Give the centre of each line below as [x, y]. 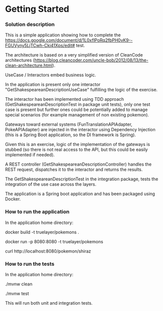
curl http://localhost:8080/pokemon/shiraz [48, 251]
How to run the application [37, 212]
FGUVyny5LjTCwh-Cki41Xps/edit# [40, 46]
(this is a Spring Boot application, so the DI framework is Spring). [70, 135]
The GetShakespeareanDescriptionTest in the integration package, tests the [82, 179]
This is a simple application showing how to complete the [63, 35]
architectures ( [20, 60]
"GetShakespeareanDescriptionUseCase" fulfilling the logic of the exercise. [81, 90]
